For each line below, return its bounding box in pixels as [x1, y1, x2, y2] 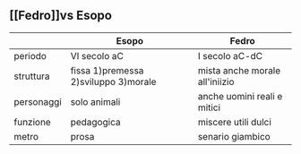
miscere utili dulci [197, 115, 271, 128]
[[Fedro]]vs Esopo [9, 8, 112, 23]
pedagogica [70, 115, 121, 128]
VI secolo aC [70, 49, 124, 62]
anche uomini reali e [197, 90, 283, 102]
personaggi [13, 95, 63, 107]
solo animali [70, 95, 121, 107]
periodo [13, 49, 47, 62]
